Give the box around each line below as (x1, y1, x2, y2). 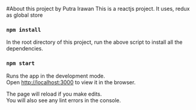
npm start (6, 60, 35, 67)
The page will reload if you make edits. (6, 90, 102, 97)
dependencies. (6, 45, 43, 52)
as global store (6, 11, 43, 19)
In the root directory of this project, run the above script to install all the (6, 38, 183, 46)
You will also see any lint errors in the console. (6, 96, 121, 104)
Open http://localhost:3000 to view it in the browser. (6, 78, 136, 86)
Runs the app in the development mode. (6, 72, 105, 79)
